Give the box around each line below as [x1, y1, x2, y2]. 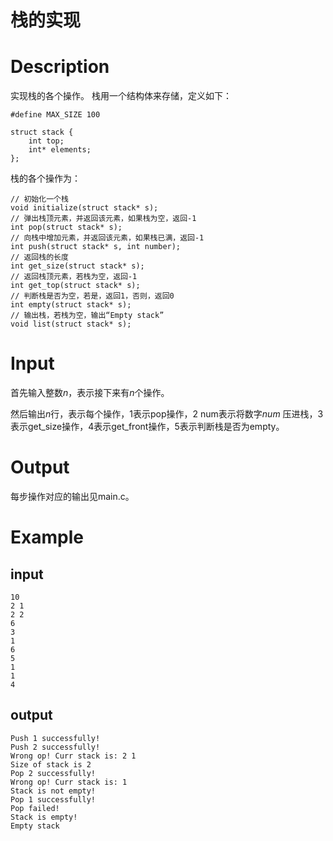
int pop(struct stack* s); [10, 222, 123, 233]
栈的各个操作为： [10, 172, 81, 185]
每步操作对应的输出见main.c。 [10, 491, 135, 502]
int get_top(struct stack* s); [10, 281, 141, 291]
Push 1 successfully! [10, 733, 101, 743]
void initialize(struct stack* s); [10, 203, 159, 213]
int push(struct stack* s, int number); [10, 242, 182, 252]
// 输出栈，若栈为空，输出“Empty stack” [10, 311, 165, 321]
